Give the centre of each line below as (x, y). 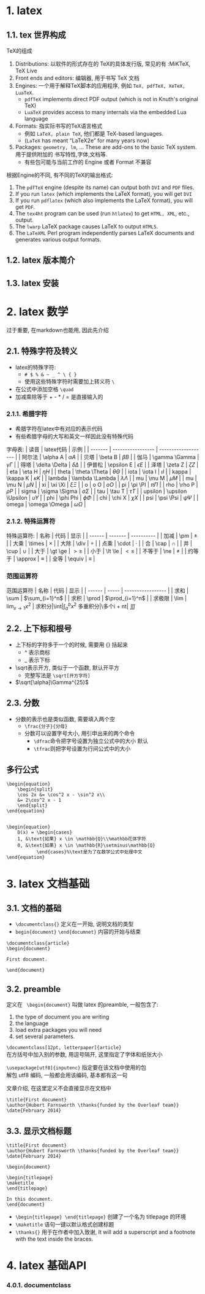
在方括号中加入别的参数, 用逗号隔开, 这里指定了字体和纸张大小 (84, 1055)
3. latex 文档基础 (48, 884)
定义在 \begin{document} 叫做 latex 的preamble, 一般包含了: (82, 1005)
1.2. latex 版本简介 (41, 261)
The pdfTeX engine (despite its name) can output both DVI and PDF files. (105, 187)
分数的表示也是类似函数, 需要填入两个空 (65, 719)
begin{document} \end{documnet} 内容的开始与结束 (78, 932)
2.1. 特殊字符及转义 (42, 351)
